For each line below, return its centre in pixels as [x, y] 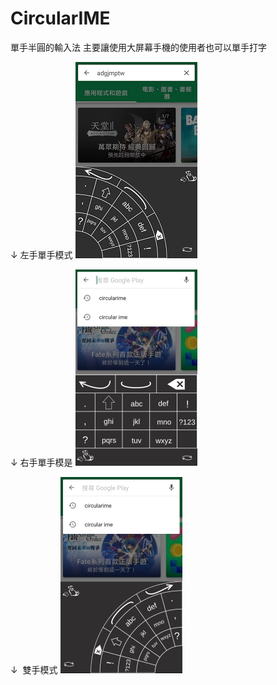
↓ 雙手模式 [34, 669]
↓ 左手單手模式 [41, 254]
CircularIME [60, 18]
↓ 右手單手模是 [41, 462]
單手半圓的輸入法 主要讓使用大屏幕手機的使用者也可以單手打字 [138, 47]
